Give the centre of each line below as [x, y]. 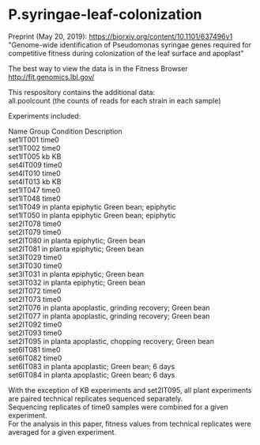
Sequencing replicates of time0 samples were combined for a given [118, 407]
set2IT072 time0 [35, 291]
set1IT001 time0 [34, 139]
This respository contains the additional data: [82, 92]
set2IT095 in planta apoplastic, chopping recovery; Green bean [111, 341]
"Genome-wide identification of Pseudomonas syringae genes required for [130, 44]
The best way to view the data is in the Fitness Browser [98, 68]
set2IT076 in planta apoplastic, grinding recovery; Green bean [109, 307]
